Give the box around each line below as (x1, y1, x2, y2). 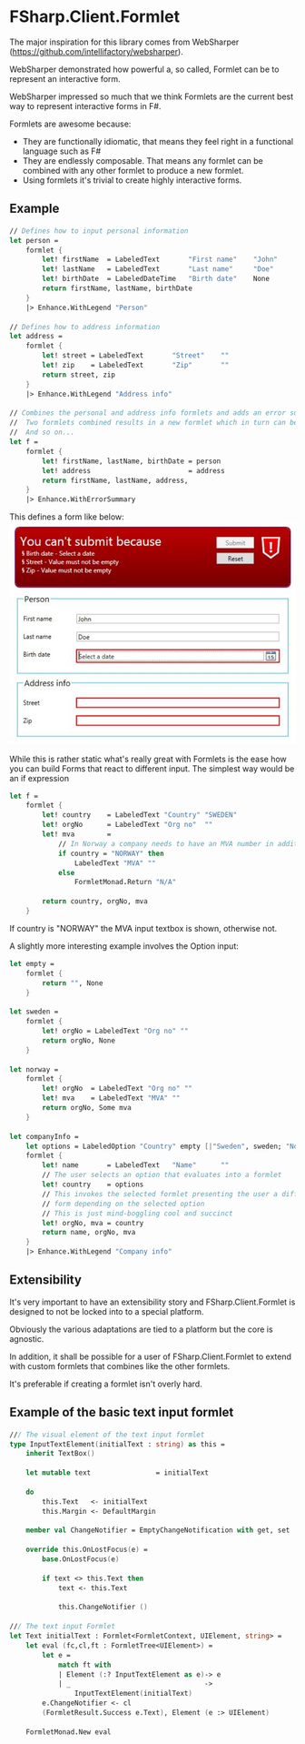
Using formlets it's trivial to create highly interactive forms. (22, 175, 242, 186)
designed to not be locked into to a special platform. (9, 1305, 204, 1316)
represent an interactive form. (9, 73, 121, 84)
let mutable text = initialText (25, 1468, 209, 1477)
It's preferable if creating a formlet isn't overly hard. (9, 1378, 202, 1389)
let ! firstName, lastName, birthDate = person (42, 457, 221, 466)
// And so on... (9, 428, 75, 438)
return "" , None (42, 978, 103, 988)
